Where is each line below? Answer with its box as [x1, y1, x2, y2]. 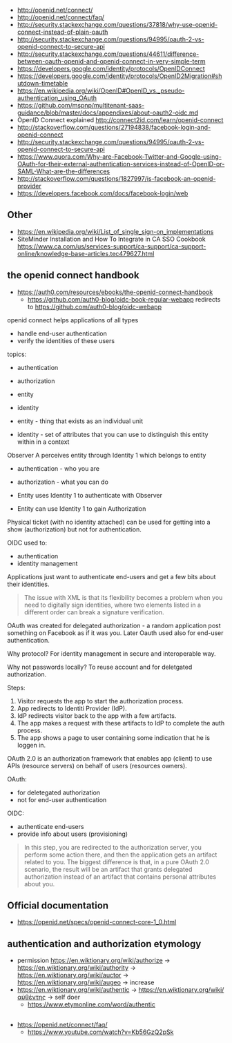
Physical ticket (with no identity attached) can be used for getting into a [7, 518, 211, 526]
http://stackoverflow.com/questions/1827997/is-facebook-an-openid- [17, 175, 216, 182]
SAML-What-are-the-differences [17, 167, 110, 175]
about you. [23, 879, 55, 888]
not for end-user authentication [17, 795, 107, 803]
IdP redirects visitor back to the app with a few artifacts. [17, 711, 177, 720]
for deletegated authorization [17, 788, 101, 797]
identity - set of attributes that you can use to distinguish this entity [17, 430, 209, 438]
